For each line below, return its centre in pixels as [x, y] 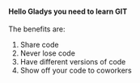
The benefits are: [37, 29]
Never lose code [47, 53]
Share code [39, 45]
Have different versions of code [73, 62]
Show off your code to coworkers [76, 71]
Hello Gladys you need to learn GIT [68, 11]
